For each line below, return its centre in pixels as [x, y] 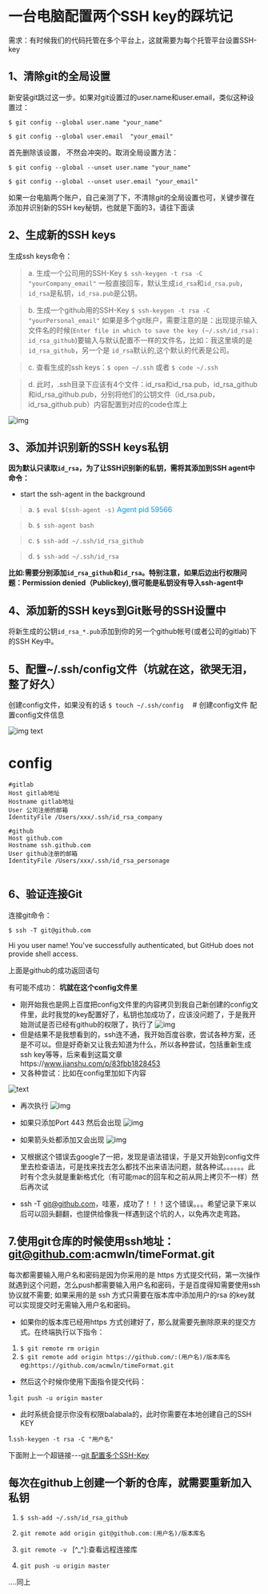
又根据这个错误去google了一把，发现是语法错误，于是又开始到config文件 [140, 1156]
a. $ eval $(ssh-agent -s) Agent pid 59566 [100, 510]
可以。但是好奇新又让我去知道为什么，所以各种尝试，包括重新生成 [143, 1044]
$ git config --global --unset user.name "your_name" [100, 167]
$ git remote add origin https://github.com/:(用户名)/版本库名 [125, 1357]
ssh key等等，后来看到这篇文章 [71, 1054]
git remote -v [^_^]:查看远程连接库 [78, 1550]
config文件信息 [40, 715]
